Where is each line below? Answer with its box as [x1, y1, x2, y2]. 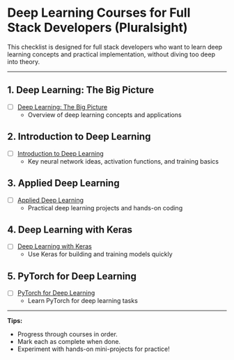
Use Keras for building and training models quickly [27, 250, 173, 258]
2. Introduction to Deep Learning [7, 131, 151, 143]
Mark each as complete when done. [17, 338, 120, 346]
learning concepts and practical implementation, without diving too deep [7, 50, 216, 58]
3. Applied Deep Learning [7, 178, 120, 189]
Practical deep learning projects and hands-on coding [27, 203, 183, 212]
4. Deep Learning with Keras [7, 224, 133, 235]
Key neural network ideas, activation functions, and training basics [27, 157, 219, 165]
